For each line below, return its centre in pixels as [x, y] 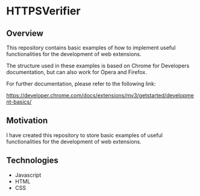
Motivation [27, 121]
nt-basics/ [19, 102]
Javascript [28, 175]
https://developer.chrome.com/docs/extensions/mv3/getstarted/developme [100, 95]
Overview [25, 33]
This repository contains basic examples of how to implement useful [91, 47]
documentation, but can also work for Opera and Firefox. [77, 72]
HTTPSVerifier [43, 11]
